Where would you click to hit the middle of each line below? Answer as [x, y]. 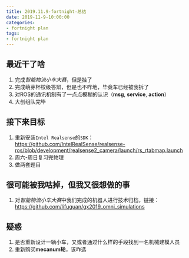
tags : [13, 34]
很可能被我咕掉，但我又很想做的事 [68, 185]
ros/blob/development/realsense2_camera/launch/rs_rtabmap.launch [99, 150]
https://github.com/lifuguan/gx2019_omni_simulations [80, 207]
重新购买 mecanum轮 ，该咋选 [50, 249]
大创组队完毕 [30, 101]
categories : [21, 22]
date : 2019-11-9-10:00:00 [38, 17]
